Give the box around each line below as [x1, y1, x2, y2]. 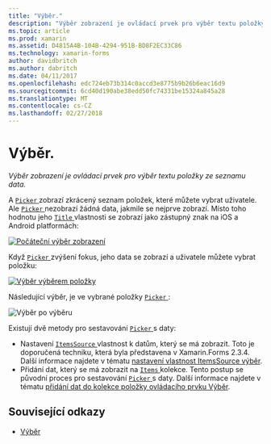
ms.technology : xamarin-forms [8, 49, 110, 57]
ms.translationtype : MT [8, 94, 89, 103]
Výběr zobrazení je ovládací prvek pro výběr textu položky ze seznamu [8, 170, 246, 180]
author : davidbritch [8, 57, 78, 65]
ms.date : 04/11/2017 [8, 72, 78, 80]
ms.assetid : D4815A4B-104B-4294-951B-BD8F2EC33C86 [8, 42, 182, 50]
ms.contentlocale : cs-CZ [8, 102, 92, 110]
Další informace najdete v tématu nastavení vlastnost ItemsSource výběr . [19, 356, 263, 366]
